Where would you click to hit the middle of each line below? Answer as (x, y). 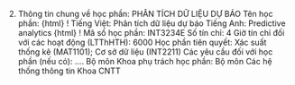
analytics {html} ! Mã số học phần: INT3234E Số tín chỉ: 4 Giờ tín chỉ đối (151, 33)
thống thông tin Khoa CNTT (69, 71)
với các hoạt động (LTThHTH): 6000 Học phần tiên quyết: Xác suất (142, 42)
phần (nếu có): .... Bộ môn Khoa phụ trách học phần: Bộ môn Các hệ (145, 61)
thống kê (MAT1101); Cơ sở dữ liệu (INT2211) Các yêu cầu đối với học (145, 52)
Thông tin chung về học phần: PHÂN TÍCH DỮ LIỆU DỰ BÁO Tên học (145, 14)
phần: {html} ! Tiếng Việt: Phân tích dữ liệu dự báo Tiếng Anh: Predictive (152, 23)
